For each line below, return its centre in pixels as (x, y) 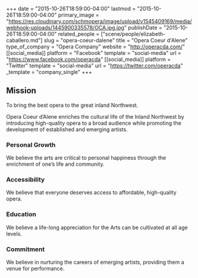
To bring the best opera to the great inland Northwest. (72, 105)
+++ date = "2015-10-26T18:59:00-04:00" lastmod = (71, 9)
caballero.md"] (24, 40)
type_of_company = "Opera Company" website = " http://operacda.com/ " (96, 47)
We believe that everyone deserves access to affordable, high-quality (91, 193)
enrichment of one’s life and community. (55, 164)
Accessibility (26, 180)
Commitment (26, 249)
